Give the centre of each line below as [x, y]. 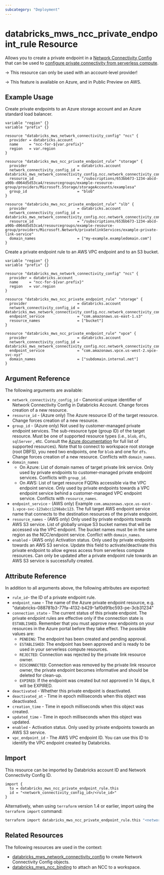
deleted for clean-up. [41, 675]
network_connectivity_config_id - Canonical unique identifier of [77, 400]
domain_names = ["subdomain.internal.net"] [74, 359]
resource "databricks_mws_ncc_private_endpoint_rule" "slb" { [70, 204]
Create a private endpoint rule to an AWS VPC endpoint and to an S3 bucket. [82, 252]
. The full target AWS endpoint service [112, 509]
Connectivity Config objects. [41, 862]
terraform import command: [34, 811]
